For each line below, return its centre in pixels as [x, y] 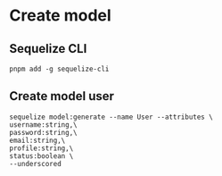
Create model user [62, 96]
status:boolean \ [41, 156]
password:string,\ [43, 132]
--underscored [36, 163]
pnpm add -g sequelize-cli [59, 69]
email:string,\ [37, 140]
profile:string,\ [41, 148]
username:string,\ [43, 125]
